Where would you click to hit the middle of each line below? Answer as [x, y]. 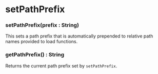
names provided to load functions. [42, 42]
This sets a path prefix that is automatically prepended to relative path [79, 36]
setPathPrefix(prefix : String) [42, 25]
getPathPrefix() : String [35, 55]
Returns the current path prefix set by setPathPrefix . [61, 66]
